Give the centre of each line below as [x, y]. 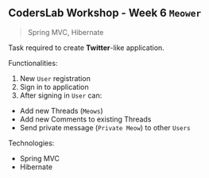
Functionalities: [33, 63]
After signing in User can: [61, 95]
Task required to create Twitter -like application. [86, 48]
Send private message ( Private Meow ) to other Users [105, 127]
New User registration [55, 78]
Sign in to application [54, 87]
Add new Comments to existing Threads [85, 119]
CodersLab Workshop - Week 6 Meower [105, 13]
